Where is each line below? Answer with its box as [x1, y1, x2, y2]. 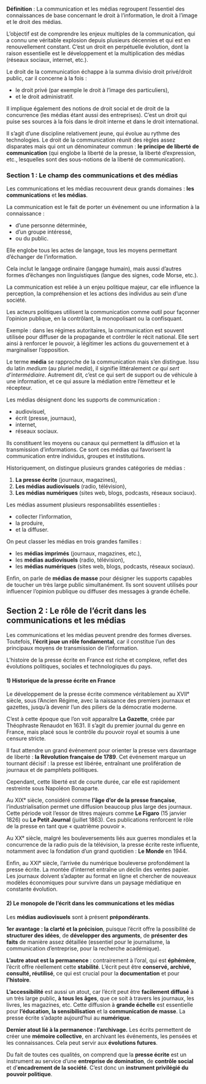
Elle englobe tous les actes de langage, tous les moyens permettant [6, 246, 177, 254]
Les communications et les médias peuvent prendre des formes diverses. [6, 632, 192, 639]
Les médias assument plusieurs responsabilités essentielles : [6, 501, 161, 508]
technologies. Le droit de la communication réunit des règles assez [6, 136, 176, 143]
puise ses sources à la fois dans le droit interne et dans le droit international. [6, 118, 199, 125]
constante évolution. [6, 885, 58, 893]
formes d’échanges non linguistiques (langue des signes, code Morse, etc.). [6, 272, 198, 279]
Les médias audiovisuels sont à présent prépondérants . [6, 913, 150, 920]
